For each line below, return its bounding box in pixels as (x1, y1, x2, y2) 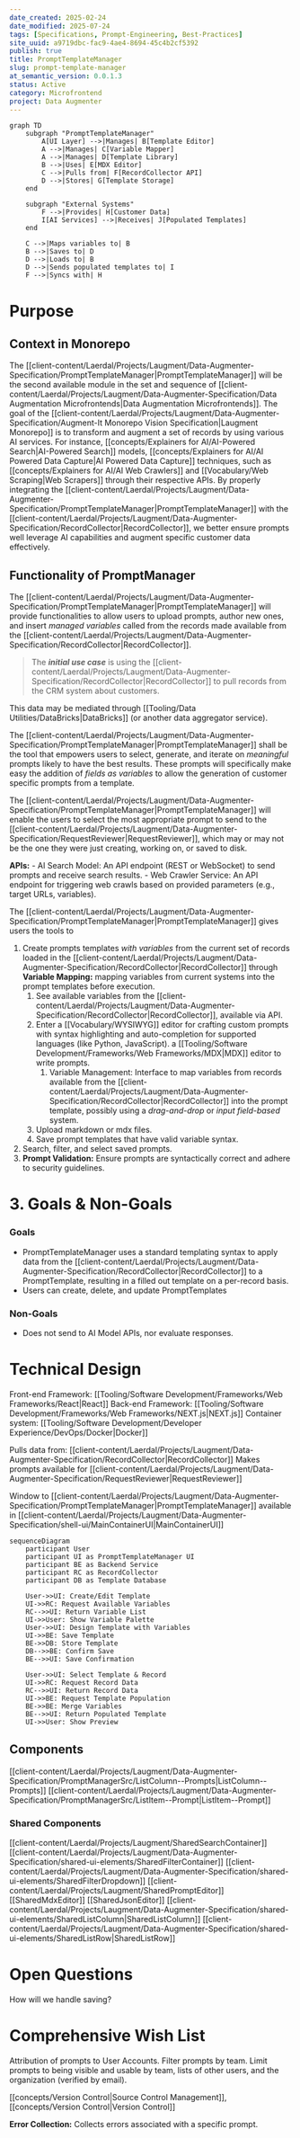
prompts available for (9, 1463, 88, 1474)
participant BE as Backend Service (25, 1560, 159, 1569)
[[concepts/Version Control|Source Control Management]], (9, 2091, 227, 2102)
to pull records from (213, 676, 287, 687)
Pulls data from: (9, 1444, 68, 1455)
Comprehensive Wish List (9, 2026, 206, 2046)
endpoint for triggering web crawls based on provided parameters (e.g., (9, 879, 276, 890)
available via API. (219, 1010, 283, 1020)
